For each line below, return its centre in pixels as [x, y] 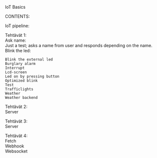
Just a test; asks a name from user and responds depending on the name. [79, 45]
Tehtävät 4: [16, 136]
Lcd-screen [16, 72]
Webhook [15, 146]
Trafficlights [19, 89]
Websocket [16, 151]
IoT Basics [15, 7]
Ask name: [16, 40]
